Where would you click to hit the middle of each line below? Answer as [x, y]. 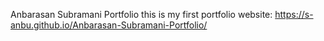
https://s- [294, 14]
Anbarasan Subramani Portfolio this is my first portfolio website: [141, 14]
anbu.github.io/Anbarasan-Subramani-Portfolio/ [109, 25]
